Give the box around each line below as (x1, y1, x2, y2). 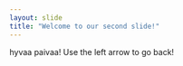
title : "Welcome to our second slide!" (9, 22, 160, 31)
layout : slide (9, 13, 63, 23)
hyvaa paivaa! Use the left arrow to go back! (9, 46, 175, 57)
